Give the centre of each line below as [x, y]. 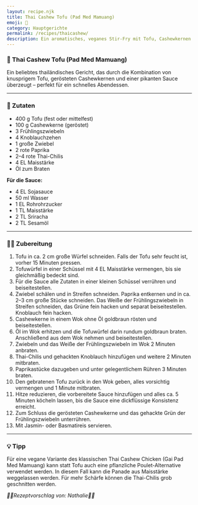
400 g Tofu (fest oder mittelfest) [54, 118]
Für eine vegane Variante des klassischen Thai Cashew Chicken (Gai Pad [95, 459]
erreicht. [25, 407]
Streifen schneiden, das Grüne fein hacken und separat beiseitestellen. [101, 306]
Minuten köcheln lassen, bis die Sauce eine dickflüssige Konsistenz [97, 400]
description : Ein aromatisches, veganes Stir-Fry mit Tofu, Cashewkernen [99, 39]
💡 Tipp [16, 446]
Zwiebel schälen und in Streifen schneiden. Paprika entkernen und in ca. [103, 294]
